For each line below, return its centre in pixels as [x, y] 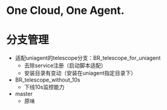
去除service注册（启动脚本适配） [65, 66]
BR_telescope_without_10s [47, 80]
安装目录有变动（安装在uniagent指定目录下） [80, 73]
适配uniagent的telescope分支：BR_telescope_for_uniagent [88, 58]
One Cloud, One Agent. [65, 11]
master [24, 94]
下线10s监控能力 [44, 87]
